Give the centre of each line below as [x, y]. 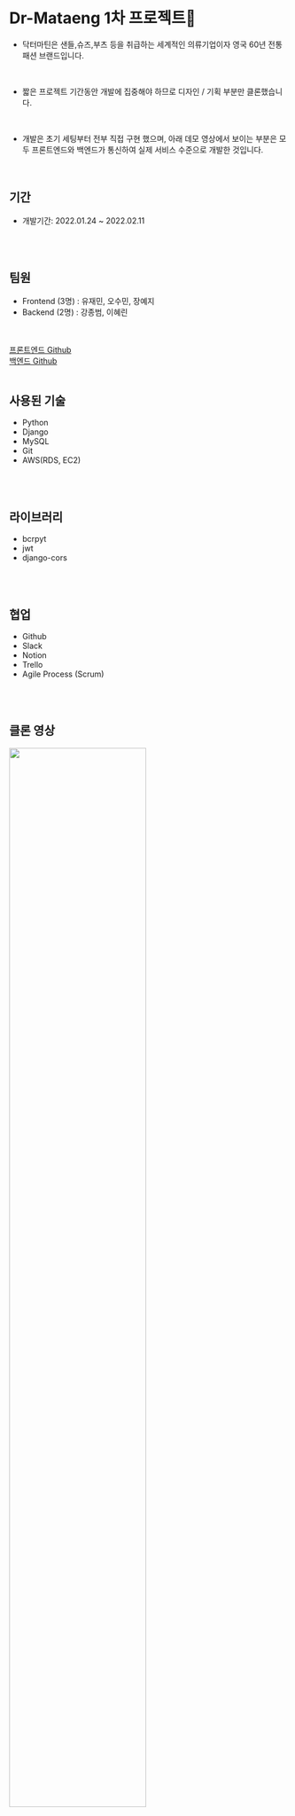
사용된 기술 [38, 400]
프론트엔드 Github [40, 349]
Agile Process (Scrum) [63, 674]
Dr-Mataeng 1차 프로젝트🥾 [103, 18]
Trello [32, 665]
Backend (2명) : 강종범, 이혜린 [75, 312]
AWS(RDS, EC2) [51, 460]
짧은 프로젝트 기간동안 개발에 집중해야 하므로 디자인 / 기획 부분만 [133, 91]
